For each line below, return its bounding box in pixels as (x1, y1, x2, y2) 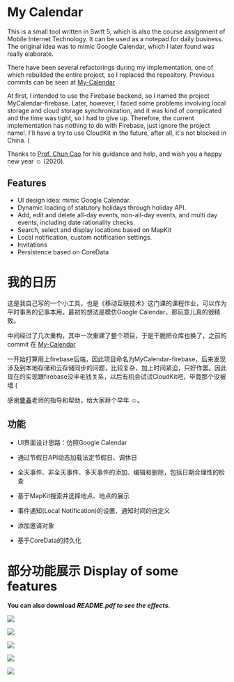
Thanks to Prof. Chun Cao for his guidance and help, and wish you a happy (7, 150, 222, 158)
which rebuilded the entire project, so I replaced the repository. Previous (7, 71, 214, 79)
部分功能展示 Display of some (7, 563, 179, 579)
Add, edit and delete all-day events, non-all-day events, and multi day (17, 210, 218, 219)
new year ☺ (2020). (7, 157, 65, 165)
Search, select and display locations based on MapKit (17, 225, 172, 234)
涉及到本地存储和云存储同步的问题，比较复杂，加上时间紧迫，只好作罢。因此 (7, 363, 227, 372)
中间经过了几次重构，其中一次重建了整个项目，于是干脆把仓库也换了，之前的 (7, 331, 227, 340)
